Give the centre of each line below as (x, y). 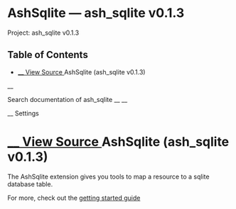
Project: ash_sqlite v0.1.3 (43, 33)
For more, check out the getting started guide (74, 198)
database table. (30, 184)
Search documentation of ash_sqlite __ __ (68, 99)
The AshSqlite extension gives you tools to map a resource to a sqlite (108, 176)
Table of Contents (48, 55)
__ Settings (23, 113)
